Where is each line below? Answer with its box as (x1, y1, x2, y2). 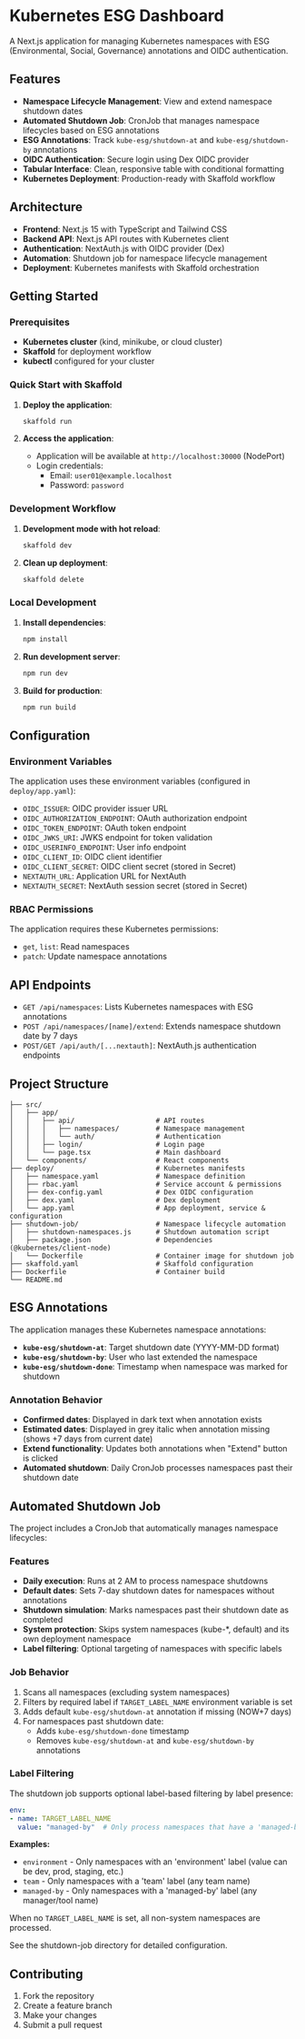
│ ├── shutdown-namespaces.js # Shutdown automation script (9, 1228, 271, 1237)
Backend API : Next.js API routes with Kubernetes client (22, 233, 230, 244)
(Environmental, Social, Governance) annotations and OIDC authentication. (9, 45, 289, 55)
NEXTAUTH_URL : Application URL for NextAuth (22, 870, 187, 882)
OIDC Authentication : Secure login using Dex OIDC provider (22, 154, 250, 165)
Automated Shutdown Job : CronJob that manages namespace (22, 115, 261, 126)
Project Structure (9, 1076, 109, 1091)
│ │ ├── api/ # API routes (9, 1116, 205, 1125)
